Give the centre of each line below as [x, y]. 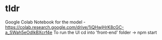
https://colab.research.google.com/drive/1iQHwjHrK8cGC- [65, 27]
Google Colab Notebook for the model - [45, 22]
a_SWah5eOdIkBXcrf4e [29, 32]
